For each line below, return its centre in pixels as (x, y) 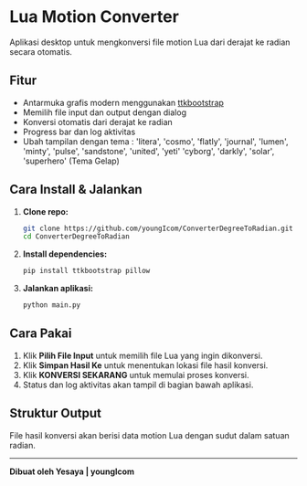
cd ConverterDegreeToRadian (76, 237)
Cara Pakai (41, 334)
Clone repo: (45, 211)
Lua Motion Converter (95, 17)
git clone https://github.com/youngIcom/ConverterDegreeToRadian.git (158, 228)
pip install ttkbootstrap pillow (86, 271)
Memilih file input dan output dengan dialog (105, 112)
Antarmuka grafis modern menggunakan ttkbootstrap (123, 102)
